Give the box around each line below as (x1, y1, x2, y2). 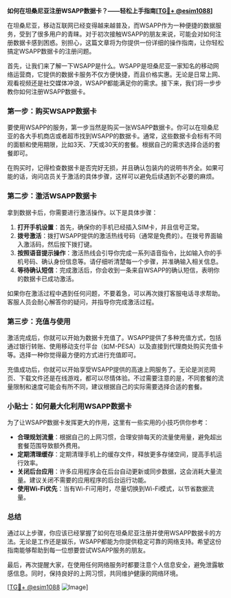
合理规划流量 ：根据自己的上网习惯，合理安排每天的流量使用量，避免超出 (16, 433, 222, 441)
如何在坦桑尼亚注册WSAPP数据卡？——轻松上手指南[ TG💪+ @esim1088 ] (7, 7, 213, 14)
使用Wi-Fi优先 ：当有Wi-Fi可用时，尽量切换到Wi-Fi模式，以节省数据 (16, 484, 208, 493)
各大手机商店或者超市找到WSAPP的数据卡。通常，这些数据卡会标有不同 (19, 132, 222, 140)
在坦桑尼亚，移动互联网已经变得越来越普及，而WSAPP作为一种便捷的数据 (7, 21, 216, 30)
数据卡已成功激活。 (23, 275, 78, 283)
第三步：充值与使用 (7, 317, 71, 326)
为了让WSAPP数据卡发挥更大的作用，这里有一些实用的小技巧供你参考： (7, 418, 210, 427)
